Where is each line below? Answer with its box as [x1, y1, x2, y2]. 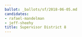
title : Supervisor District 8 [4, 25, 67, 30]
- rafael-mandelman [4, 16, 45, 21]
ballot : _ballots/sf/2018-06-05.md [4, 7, 78, 12]
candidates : [4, 12, 29, 16]
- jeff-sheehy [4, 20, 34, 25]
